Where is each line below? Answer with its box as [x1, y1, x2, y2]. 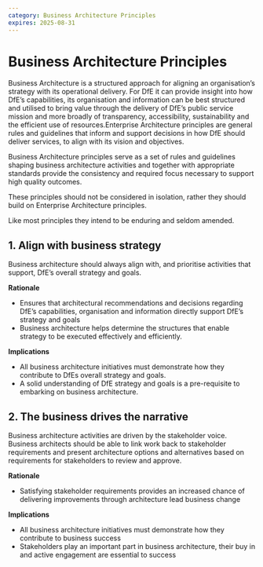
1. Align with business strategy [8, 239, 162, 252]
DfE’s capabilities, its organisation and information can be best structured [8, 95, 246, 104]
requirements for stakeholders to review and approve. [8, 456, 182, 466]
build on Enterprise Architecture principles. [8, 201, 147, 210]
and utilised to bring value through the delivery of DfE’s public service [8, 104, 234, 113]
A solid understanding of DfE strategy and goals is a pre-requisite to [19, 379, 240, 389]
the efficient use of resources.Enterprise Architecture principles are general [8, 120, 253, 130]
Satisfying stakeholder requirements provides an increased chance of [19, 486, 245, 496]
